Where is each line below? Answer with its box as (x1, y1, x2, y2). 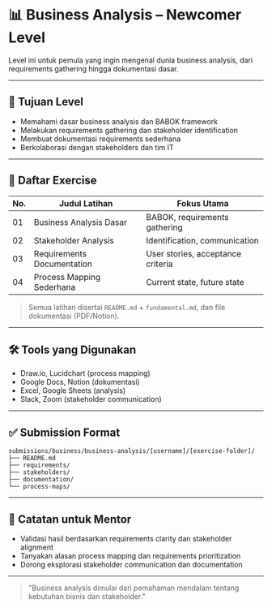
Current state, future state (145, 276, 244, 287)
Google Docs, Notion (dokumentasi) (19, 377, 140, 387)
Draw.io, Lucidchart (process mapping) (19, 369, 151, 378)
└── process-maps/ (8, 483, 70, 491)
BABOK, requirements (145, 211, 229, 222)
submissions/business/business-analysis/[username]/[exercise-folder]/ (8, 447, 255, 455)
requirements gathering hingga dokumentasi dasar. (8, 63, 180, 73)
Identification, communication (145, 235, 259, 246)
